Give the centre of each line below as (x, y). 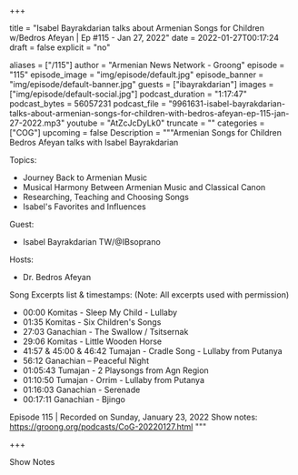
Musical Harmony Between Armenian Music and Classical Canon (144, 187)
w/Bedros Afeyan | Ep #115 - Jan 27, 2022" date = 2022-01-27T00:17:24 (144, 38)
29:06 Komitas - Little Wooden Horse (92, 341)
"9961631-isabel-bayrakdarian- (227, 104)
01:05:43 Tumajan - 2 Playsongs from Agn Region (115, 370)
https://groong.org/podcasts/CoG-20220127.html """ (108, 427)
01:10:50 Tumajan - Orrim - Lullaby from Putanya (114, 380)
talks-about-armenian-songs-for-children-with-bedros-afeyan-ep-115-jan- (149, 113)
